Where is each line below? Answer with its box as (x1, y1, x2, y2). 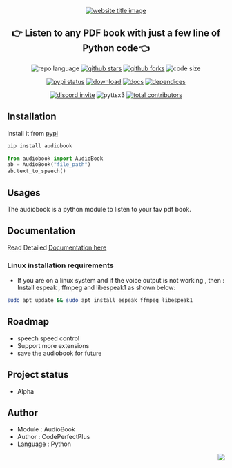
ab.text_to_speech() (7, 167, 67, 175)
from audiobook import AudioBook (7, 155, 104, 162)
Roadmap (7, 316, 50, 327)
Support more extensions (17, 341, 90, 349)
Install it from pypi (7, 129, 59, 137)
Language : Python (17, 440, 71, 448)
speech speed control (17, 334, 80, 343)
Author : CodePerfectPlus (17, 433, 90, 441)
